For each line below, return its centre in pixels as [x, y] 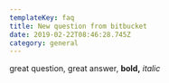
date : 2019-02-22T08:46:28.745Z [70, 34]
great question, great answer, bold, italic [85, 69]
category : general [44, 43]
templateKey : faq [42, 18]
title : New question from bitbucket [78, 26]
